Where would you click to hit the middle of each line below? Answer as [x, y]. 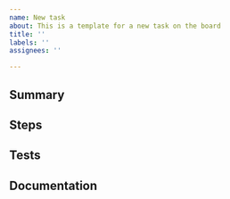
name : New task [37, 17]
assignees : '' [36, 51]
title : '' [28, 34]
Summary [37, 95]
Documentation [53, 185]
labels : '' [29, 42]
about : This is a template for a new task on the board [115, 26]
